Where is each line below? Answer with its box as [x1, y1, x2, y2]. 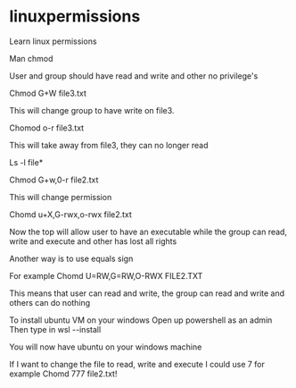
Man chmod [9, 53, 53, 63]
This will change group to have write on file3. [9, 105, 175, 115]
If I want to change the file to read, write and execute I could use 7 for [9, 358, 266, 369]
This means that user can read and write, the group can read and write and [9, 288, 285, 299]
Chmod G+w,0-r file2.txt [9, 174, 99, 185]
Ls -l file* [9, 156, 44, 167]
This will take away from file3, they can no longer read [9, 139, 209, 150]
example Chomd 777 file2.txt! [9, 368, 118, 379]
